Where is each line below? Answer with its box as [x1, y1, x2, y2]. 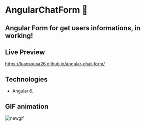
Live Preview [5, 48, 45, 56]
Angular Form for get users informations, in [5, 24, 141, 32]
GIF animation [5, 102, 49, 110]
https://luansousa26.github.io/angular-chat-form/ [5, 61, 105, 67]
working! [5, 31, 33, 40]
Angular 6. [12, 88, 33, 94]
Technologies [5, 75, 48, 84]
